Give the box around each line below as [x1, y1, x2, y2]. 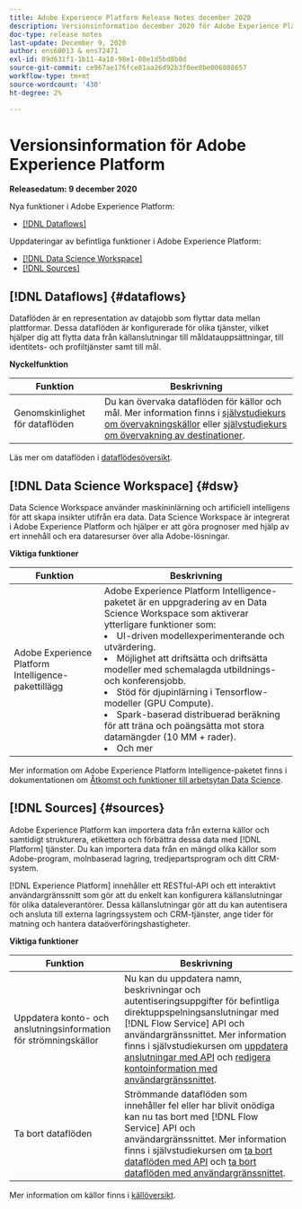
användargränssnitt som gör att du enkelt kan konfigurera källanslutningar [9, 889, 283, 900]
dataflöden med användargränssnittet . [124, 1166, 286, 1178]
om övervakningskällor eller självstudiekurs [104, 418, 288, 431]
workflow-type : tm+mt [9, 72, 91, 81]
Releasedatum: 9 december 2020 [9, 183, 138, 194]
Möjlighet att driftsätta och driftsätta [116, 653, 268, 665]
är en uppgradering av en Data [138, 596, 268, 609]
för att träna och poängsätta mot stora [103, 720, 265, 733]
